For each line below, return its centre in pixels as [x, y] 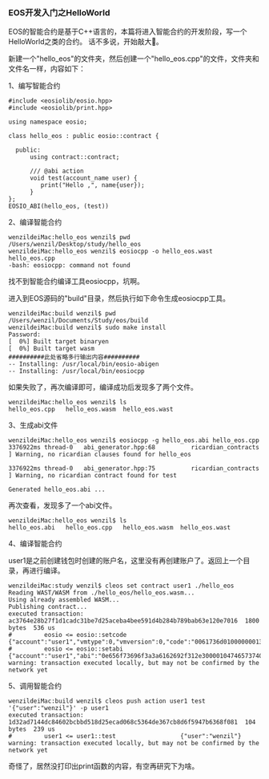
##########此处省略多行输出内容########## [74, 357]
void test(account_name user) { [83, 178]
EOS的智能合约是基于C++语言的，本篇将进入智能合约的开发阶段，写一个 [128, 32]
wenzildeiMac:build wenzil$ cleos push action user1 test [107, 701]
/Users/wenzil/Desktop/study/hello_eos [75, 245]
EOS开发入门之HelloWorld [59, 12]
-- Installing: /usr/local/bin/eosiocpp [77, 371]
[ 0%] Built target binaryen [59, 342]
